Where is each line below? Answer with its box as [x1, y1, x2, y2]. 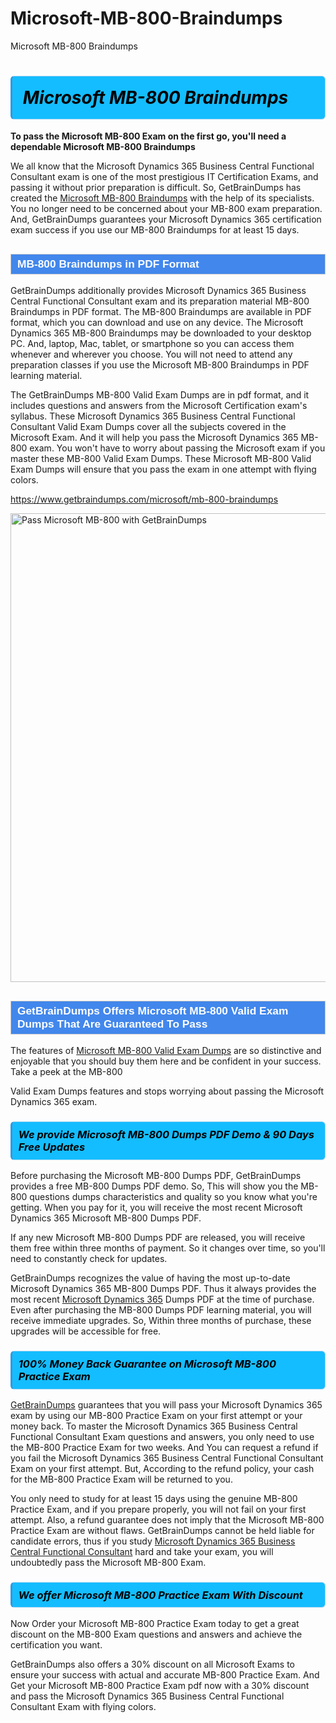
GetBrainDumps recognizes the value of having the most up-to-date [10, 1272, 291, 1284]
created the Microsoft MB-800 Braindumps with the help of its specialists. [10, 192, 315, 204]
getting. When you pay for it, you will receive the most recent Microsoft [10, 1202, 303, 1214]
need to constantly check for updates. [10, 1253, 168, 1265]
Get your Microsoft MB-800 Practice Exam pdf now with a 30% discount [10, 1679, 310, 1691]
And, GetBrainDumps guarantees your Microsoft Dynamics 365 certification [10, 213, 322, 226]
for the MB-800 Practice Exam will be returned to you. [10, 1473, 233, 1485]
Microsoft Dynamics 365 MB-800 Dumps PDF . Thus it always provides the [10, 1283, 317, 1295]
